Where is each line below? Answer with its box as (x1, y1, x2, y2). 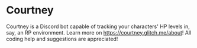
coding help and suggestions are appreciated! (6, 35, 118, 42)
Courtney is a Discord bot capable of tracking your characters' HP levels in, (6, 23, 190, 30)
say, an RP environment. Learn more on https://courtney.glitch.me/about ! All (6, 29, 192, 36)
